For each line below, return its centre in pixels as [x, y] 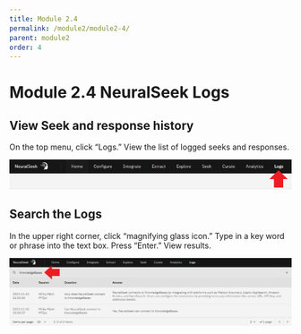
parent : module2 [39, 38]
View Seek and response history [102, 125]
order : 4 [26, 47]
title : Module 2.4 [43, 19]
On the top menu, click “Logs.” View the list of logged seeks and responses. [149, 147]
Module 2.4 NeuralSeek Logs [120, 93]
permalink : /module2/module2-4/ [69, 28]
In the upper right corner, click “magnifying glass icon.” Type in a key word [147, 236]
